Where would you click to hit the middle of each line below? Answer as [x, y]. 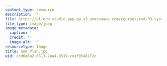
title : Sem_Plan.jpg [27, 51]
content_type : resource [30, 10]
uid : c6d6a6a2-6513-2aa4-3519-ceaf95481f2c [51, 56]
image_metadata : [22, 28]
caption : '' [22, 33]
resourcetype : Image [27, 47]
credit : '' [21, 38]
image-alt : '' [24, 42]
